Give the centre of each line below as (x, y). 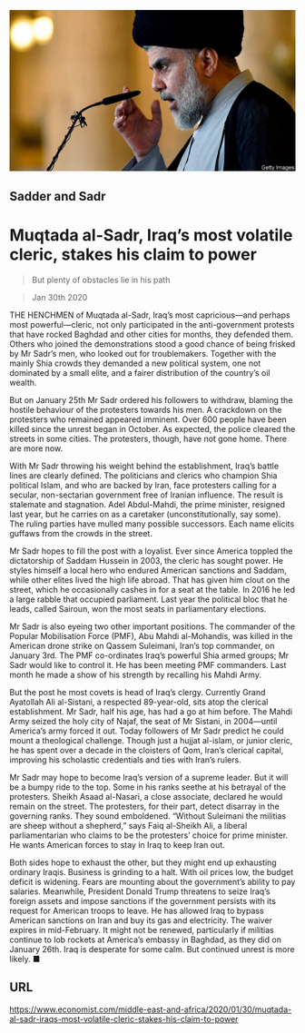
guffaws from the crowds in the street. (81, 533)
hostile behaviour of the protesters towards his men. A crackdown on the (146, 409)
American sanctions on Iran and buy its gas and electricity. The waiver (141, 920)
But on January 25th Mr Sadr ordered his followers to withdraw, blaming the (151, 399)
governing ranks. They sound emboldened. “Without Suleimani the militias (148, 816)
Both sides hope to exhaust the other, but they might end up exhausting (143, 862)
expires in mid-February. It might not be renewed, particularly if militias (142, 930)
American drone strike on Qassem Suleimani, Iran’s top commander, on (142, 645)
